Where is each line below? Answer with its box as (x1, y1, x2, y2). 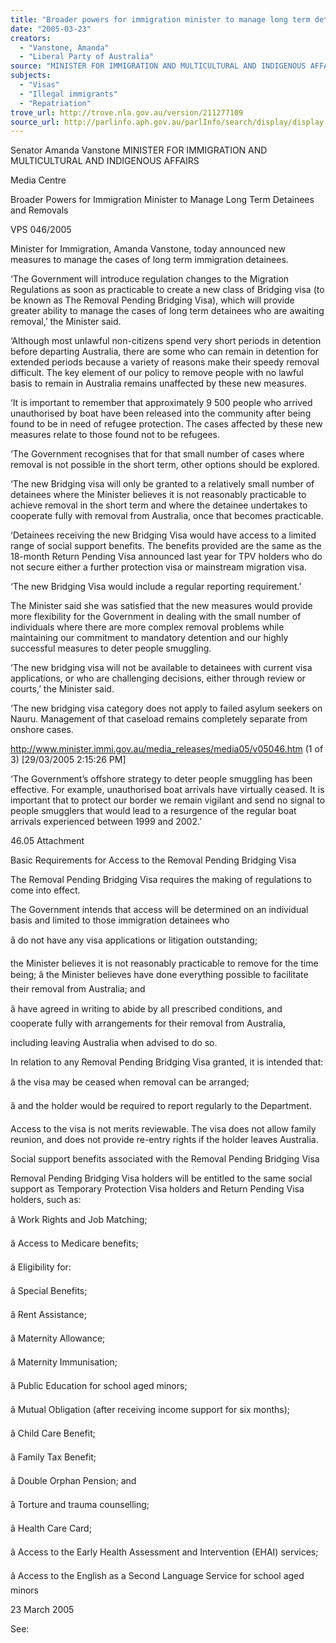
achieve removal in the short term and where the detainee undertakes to (10, 499, 308, 511)
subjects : (10, 71, 52, 81)
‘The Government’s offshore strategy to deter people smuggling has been (10, 773, 313, 785)
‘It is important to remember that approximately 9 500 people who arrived (10, 397, 313, 409)
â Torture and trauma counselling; (10, 1499, 150, 1511)
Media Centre (10, 174, 67, 186)
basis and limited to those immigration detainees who (10, 914, 230, 926)
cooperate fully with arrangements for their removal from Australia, (10, 1017, 287, 1030)
